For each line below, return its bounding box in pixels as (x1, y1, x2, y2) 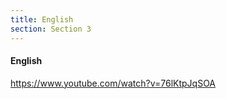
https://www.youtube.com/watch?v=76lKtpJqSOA (10, 77, 217, 89)
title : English (10, 14, 74, 25)
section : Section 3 (10, 24, 92, 34)
